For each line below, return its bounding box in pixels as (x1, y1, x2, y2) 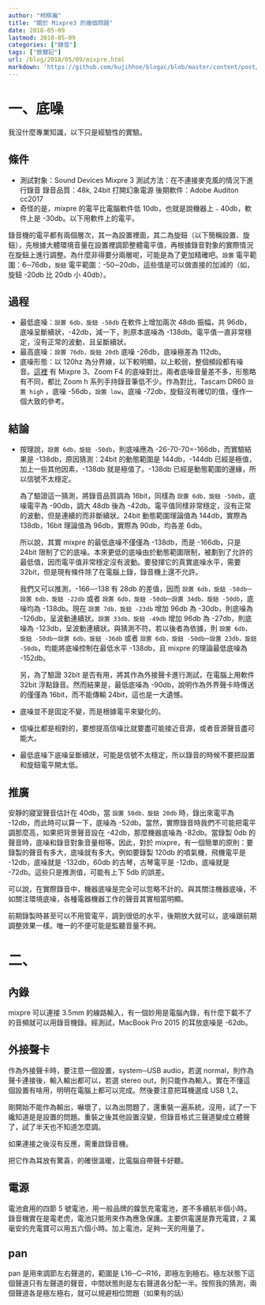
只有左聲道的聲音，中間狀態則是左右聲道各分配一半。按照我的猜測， (28, 1279, 250, 1288)
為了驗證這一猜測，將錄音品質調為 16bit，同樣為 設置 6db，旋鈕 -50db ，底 (19, 491, 256, 501)
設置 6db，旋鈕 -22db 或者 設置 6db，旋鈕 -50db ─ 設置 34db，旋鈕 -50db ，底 (19, 594, 254, 604)
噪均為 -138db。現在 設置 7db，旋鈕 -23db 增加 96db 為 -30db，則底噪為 (19, 604, 254, 613)
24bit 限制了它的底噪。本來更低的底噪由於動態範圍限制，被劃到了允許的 (19, 548, 253, 557)
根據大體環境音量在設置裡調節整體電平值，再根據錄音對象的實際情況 (32, 240, 254, 249)
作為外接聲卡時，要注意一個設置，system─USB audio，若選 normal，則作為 (8, 1065, 255, 1075)
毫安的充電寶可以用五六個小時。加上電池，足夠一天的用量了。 (8, 1223, 209, 1233)
